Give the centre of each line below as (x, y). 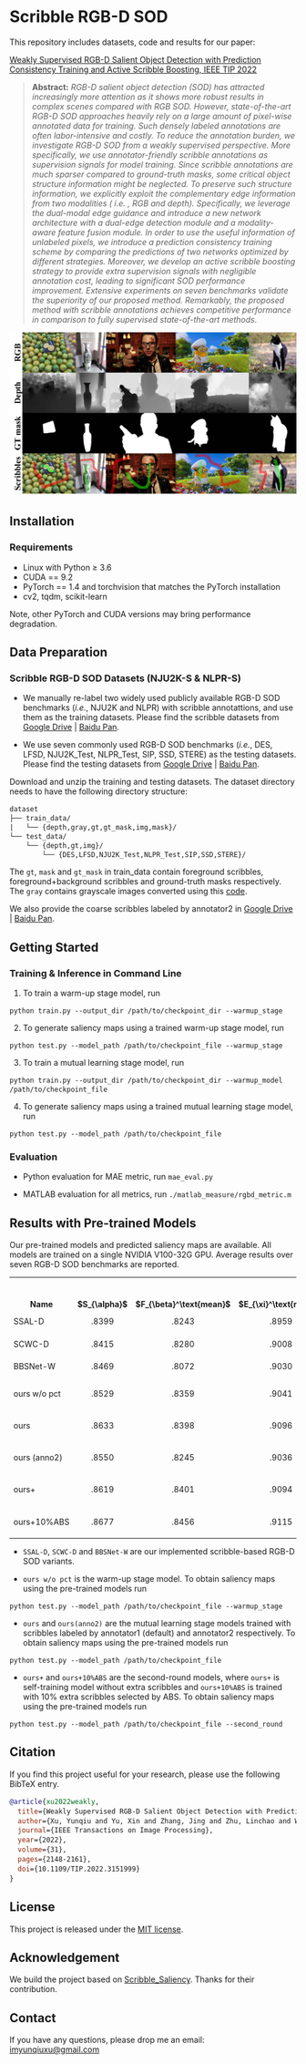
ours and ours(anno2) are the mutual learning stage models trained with (157, 1624)
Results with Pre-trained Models (103, 1223)
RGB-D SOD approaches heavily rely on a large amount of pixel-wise (162, 116)
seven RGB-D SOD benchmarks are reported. (94, 1264)
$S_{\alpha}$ (102, 1304)
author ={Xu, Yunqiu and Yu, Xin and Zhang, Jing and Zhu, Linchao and (154, 1821)
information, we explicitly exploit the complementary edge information (163, 193)
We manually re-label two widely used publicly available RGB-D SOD (151, 698)
